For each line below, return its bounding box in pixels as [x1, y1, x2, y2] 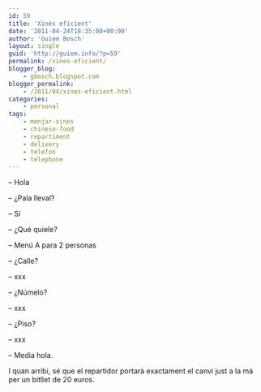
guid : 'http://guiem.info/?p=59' [8, 50, 122, 58]
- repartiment [23, 132, 71, 140]
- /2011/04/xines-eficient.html [23, 87, 132, 96]
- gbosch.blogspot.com [23, 72, 100, 80]
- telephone [23, 155, 63, 163]
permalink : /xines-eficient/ [8, 58, 107, 66]
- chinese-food [23, 125, 75, 133]
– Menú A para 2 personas [8, 240, 97, 250]
